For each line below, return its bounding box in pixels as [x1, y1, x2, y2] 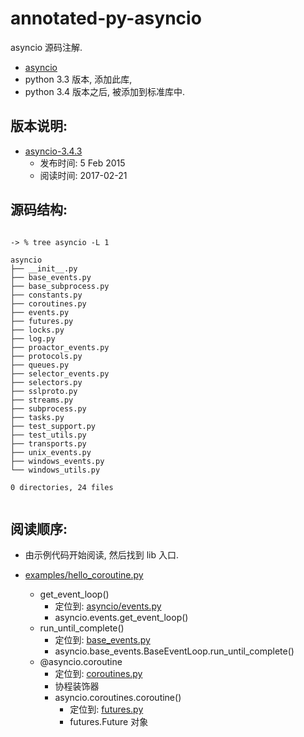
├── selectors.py [10, 377, 83, 387]
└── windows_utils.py [10, 465, 101, 475]
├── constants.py [10, 290, 83, 300]
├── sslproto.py [10, 386, 78, 396]
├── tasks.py [10, 412, 65, 422]
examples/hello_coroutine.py [24, 569, 144, 581]
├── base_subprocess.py [10, 281, 110, 291]
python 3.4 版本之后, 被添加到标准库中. [24, 85, 185, 97]
